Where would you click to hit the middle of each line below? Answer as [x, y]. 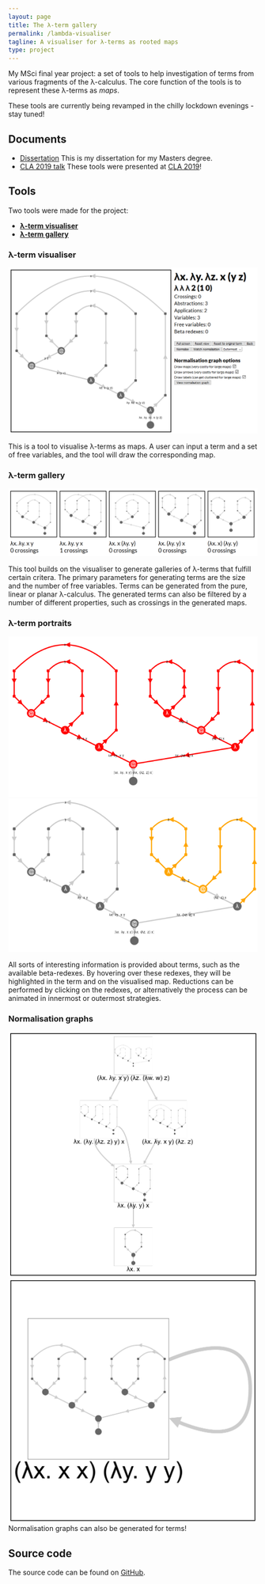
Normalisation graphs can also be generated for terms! [98, 1529]
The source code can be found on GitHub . [77, 1573]
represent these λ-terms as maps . [64, 90]
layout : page [30, 17]
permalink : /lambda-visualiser [60, 33]
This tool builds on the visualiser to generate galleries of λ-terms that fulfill [130, 569]
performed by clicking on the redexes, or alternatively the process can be [128, 990]
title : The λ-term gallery [53, 25]
